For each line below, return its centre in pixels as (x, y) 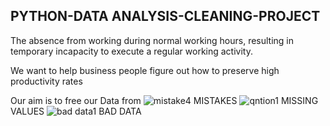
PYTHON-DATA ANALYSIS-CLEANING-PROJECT (165, 16)
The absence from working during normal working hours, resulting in (152, 40)
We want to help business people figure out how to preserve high (145, 70)
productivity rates (46, 81)
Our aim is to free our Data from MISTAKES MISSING (164, 100)
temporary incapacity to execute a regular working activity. (131, 51)
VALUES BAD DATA (76, 111)
